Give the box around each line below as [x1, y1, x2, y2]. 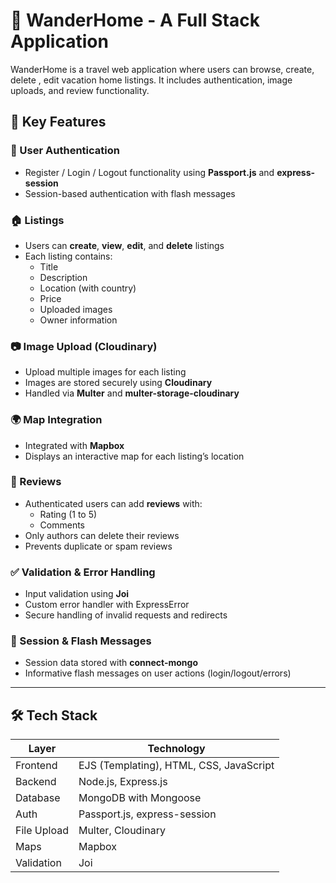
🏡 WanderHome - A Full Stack [10, 9, 260, 32]
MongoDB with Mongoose [78, 791, 202, 805]
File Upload [15, 824, 69, 838]
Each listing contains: [24, 250, 113, 262]
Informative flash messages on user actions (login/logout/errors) [24, 667, 292, 679]
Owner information [39, 314, 118, 326]
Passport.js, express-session [78, 807, 217, 821]
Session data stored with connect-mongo [24, 657, 198, 669]
